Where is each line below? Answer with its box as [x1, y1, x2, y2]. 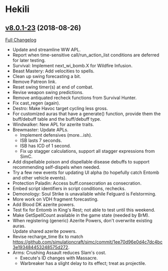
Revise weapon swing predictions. [12, 89, 84, 95]
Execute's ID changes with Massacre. [20, 255, 98, 261]
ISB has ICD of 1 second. [20, 143, 71, 149]
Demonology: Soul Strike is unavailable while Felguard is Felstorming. [12, 191, 157, 197]
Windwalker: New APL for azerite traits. [12, 122, 94, 127]
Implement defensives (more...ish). [20, 132, 93, 138]
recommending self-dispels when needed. [12, 164, 101, 170]
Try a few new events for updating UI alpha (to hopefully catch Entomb [12, 169, 159, 175]
